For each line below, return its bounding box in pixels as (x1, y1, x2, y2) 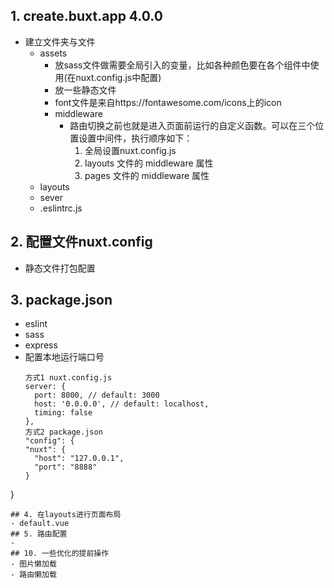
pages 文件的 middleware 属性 (84, 169, 210, 181)
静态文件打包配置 (24, 262, 96, 274)
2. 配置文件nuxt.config (10, 234, 153, 251)
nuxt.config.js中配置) (75, 71, 162, 83)
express (24, 339, 58, 351)
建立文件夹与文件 (24, 35, 96, 48)
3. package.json (10, 292, 113, 309)
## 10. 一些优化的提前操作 (10, 549, 110, 559)
